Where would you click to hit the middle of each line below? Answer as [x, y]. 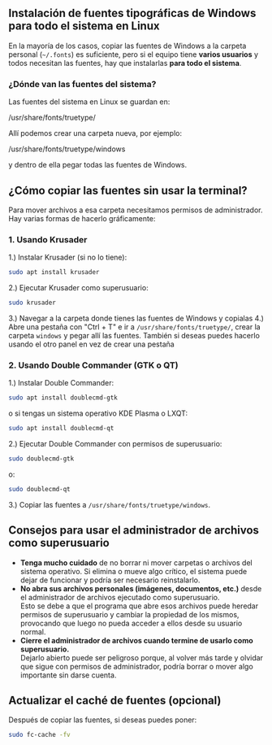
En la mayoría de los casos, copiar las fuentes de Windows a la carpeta [127, 46]
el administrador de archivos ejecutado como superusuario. [120, 597]
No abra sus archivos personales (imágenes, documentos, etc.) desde [141, 588]
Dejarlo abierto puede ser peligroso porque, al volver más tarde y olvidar [142, 657]
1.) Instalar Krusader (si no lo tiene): [68, 257]
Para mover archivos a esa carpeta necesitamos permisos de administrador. [136, 210]
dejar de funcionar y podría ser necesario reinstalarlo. [110, 580]
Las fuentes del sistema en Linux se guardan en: [89, 102]
